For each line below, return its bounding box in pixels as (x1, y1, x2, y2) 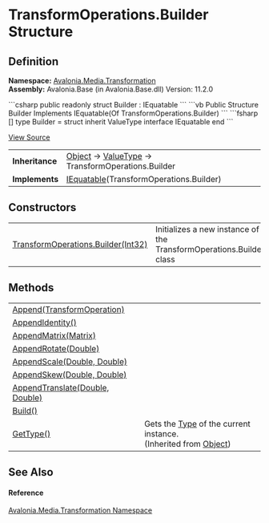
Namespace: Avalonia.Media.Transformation (8, 76, 156, 85)
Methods (8, 281, 54, 294)
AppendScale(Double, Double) (12, 355, 128, 367)
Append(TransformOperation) (12, 303, 125, 314)
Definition (8, 55, 58, 68)
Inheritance (12, 156, 58, 166)
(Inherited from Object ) (143, 438, 231, 449)
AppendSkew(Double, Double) (12, 369, 127, 380)
